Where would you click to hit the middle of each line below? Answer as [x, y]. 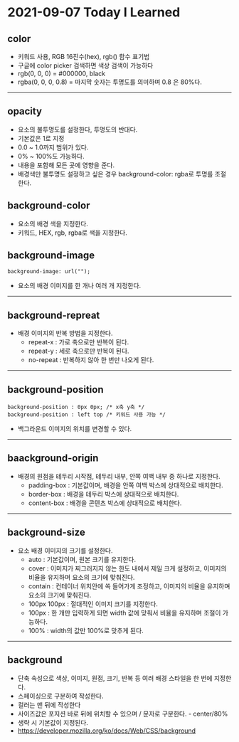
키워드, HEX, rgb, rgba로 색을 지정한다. [73, 233]
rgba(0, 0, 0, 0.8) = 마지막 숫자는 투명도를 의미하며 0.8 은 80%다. [110, 82]
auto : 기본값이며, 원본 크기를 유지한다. [82, 559]
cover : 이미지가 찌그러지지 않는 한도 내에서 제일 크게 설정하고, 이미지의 [127, 568]
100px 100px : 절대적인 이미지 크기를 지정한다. [93, 604]
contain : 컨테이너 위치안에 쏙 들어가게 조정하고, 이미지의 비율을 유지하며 [129, 586]
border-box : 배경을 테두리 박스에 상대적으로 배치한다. [103, 494]
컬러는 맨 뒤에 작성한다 [49, 704]
